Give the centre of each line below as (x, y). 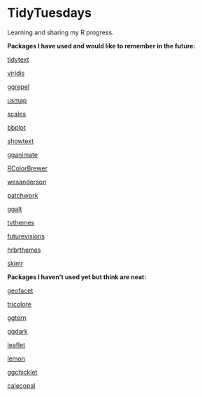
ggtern (17, 318)
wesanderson (27, 182)
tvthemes (21, 222)
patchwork (23, 195)
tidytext (18, 59)
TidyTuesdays (50, 13)
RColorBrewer (27, 168)
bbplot (17, 127)
